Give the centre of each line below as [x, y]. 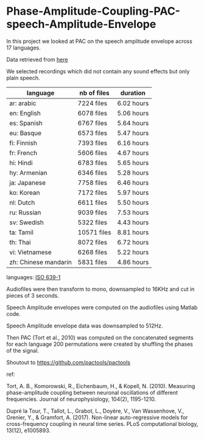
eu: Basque [25, 133]
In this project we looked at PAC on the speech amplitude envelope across [100, 41]
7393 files [93, 143]
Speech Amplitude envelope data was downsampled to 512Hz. [85, 326]
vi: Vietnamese [30, 252]
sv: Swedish [27, 222]
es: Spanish [26, 123]
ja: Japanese [28, 183]
